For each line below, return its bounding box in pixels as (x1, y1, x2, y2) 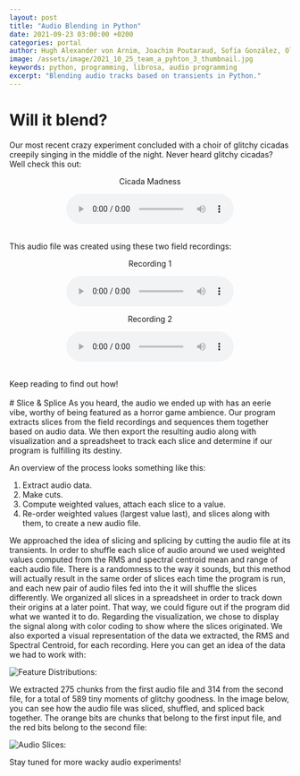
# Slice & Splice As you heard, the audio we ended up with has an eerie (9, 397, 271, 408)
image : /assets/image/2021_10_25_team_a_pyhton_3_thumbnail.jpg (9, 55, 254, 64)
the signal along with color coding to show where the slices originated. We (9, 620, 283, 631)
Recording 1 (128, 258, 172, 269)
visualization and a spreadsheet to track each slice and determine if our (9, 435, 273, 446)
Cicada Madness (119, 175, 181, 186)
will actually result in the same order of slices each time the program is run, (9, 573, 286, 584)
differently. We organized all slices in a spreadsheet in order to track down (9, 592, 283, 602)
